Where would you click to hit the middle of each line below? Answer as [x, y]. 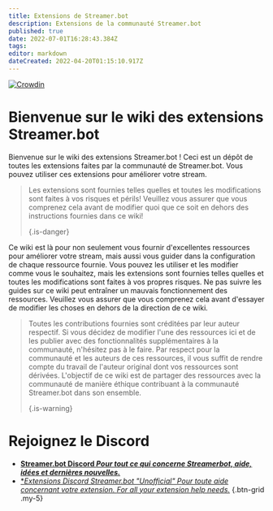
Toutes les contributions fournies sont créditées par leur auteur [134, 323]
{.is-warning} [50, 408]
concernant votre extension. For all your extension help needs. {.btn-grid [142, 489]
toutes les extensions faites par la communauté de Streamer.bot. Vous [126, 165]
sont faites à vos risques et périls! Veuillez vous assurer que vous [138, 198]
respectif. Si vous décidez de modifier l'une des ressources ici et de [142, 332]
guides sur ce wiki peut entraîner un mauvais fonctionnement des [118, 290]
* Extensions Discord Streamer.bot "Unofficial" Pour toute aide [124, 481]
